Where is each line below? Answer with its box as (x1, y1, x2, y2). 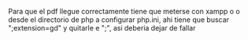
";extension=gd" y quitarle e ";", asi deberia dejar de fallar (8, 24, 196, 32)
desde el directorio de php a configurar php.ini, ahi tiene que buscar (8, 15, 230, 24)
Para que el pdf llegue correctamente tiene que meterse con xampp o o (8, 7, 240, 16)
